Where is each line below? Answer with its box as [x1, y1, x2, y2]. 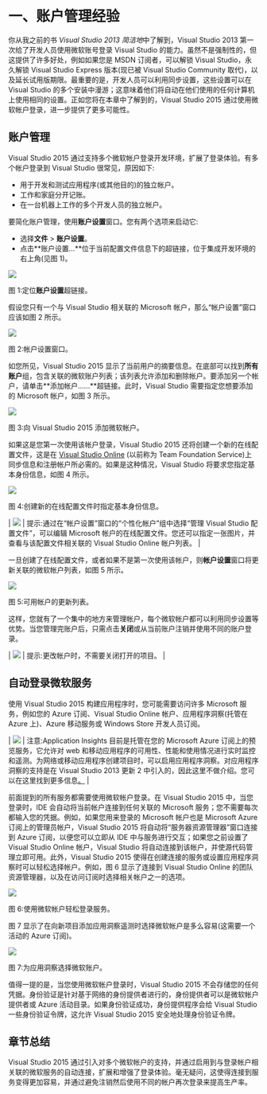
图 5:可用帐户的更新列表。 [8, 596, 94, 606]
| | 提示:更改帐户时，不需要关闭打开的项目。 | [8, 651, 165, 660]
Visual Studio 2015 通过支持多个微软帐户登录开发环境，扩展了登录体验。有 [8, 153, 252, 162]
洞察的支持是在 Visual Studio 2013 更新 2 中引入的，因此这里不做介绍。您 [8, 765, 249, 775]
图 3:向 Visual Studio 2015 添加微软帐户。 [8, 423, 144, 432]
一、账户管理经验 [8, 7, 121, 25]
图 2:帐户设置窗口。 [8, 344, 73, 354]
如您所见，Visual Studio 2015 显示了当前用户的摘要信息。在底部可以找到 [8, 361, 245, 370]
